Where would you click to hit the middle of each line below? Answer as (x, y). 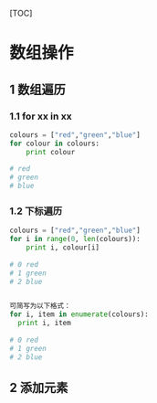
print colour (51, 152)
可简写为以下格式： (40, 306)
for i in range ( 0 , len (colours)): (75, 239)
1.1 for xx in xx (41, 116)
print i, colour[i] (63, 248)
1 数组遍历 (38, 89)
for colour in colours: (55, 143)
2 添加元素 (39, 387)
